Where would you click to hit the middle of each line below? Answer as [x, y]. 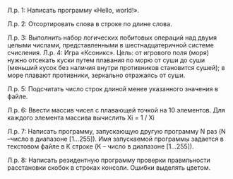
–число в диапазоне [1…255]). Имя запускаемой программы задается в [115, 139]
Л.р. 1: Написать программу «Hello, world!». [73, 10]
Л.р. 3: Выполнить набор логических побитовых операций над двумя [112, 37]
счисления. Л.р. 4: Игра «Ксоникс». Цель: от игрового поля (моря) [108, 53]
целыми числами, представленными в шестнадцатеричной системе [110, 45]
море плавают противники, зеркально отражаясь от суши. [96, 75]
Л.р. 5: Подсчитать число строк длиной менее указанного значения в [113, 89]
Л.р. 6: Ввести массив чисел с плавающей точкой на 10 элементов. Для [116, 110]
